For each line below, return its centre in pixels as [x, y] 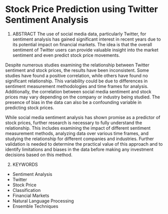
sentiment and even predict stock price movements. [66, 55]
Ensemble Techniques [35, 206]
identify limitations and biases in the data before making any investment [79, 149]
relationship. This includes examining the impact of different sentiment [78, 128]
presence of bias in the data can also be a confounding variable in [73, 102]
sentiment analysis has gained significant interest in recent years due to [87, 39]
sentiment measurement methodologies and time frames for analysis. [77, 86]
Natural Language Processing [43, 201]
